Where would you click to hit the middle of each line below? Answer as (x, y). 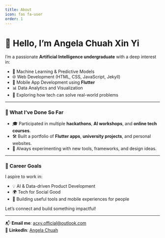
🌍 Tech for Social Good (36, 192)
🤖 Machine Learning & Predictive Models (53, 71)
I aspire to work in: (24, 176)
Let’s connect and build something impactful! (51, 208)
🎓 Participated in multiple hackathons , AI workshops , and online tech (84, 123)
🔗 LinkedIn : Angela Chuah (31, 230)
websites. (22, 143)
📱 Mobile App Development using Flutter (54, 82)
